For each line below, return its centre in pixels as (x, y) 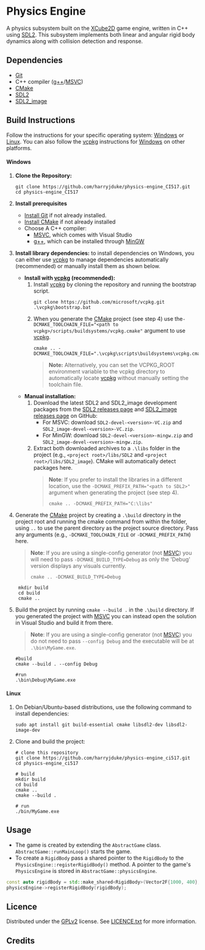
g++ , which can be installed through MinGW (89, 241)
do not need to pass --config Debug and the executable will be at (112, 641)
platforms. (19, 148)
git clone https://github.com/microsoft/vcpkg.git (99, 302)
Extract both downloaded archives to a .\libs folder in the (107, 448)
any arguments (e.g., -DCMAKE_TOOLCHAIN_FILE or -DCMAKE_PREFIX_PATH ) (103, 534)
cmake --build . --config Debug (56, 664)
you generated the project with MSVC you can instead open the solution (106, 616)
